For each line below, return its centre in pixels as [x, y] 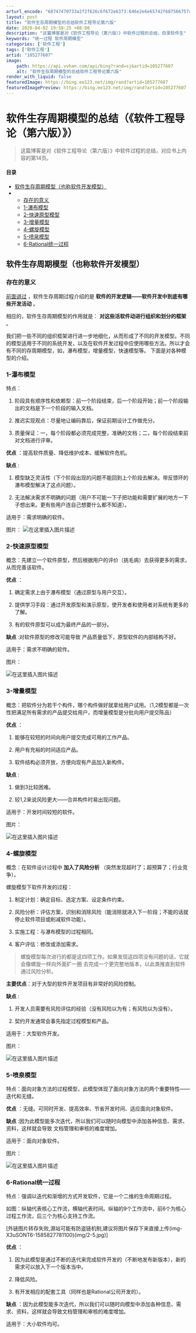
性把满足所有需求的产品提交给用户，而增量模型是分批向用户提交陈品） [90, 712]
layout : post [22, 17]
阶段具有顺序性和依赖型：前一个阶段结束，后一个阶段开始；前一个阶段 [99, 401]
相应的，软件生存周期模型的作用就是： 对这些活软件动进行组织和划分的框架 [96, 316]
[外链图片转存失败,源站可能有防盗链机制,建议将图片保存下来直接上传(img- [94, 1229]
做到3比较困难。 [34, 787]
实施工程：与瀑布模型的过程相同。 [55, 932]
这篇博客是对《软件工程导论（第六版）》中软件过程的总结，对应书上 [101, 151]
